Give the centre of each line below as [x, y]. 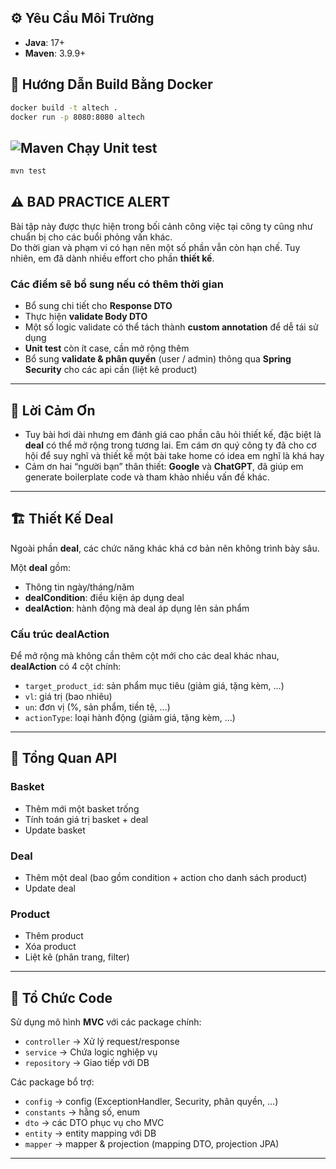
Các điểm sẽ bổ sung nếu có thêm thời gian [117, 284]
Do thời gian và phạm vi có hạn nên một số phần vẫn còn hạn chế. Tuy [155, 247]
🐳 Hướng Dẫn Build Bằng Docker [111, 84]
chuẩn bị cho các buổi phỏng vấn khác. [91, 237]
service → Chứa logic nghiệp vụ [91, 1052]
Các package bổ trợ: [52, 1082]
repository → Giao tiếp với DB [87, 1063]
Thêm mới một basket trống [82, 808]
